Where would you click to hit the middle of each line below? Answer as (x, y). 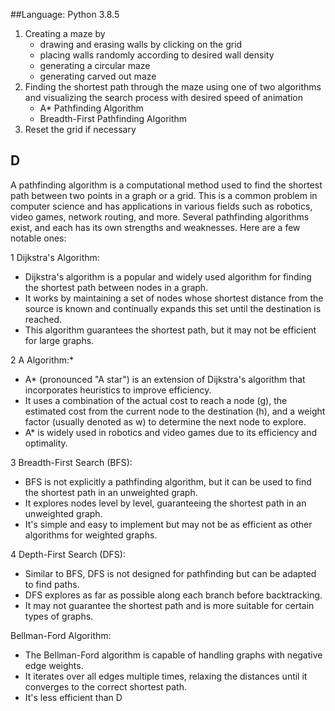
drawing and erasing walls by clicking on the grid (141, 44)
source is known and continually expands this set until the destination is (173, 308)
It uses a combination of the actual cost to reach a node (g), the (156, 400)
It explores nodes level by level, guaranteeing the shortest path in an (165, 503)
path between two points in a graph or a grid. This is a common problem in (164, 195)
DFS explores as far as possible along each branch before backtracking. (173, 595)
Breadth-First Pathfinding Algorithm (113, 118)
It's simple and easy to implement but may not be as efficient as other (168, 524)
